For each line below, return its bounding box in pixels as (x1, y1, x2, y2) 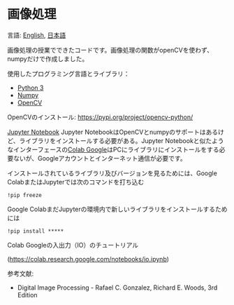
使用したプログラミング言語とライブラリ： (7, 69, 130, 78)
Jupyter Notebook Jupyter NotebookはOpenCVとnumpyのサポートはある (7, 128, 219, 136)
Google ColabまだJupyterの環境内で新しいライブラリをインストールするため (7, 205, 228, 213)
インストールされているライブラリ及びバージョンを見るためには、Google (7, 169, 218, 177)
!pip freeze (7, 191, 42, 198)
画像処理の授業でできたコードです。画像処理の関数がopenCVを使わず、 (7, 46, 213, 54)
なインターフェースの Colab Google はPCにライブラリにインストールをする (7, 145, 220, 154)
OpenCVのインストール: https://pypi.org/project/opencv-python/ (7, 113, 193, 121)
